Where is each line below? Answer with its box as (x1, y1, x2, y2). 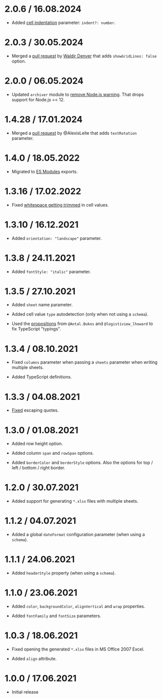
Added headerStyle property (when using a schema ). (11, 570, 116, 576)
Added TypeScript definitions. (11, 374, 72, 380)
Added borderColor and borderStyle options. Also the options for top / (11, 460, 153, 466)
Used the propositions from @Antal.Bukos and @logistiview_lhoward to (11, 321, 153, 326)
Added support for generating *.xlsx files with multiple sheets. (11, 498, 139, 504)
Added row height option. (11, 441, 63, 446)
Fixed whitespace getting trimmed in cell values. (11, 202, 109, 208)
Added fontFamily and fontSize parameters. (11, 613, 101, 619)
